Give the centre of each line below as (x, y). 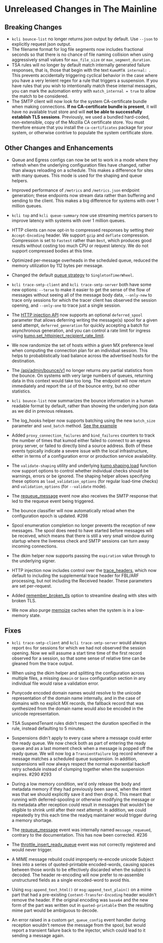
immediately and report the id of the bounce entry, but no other (76, 386)
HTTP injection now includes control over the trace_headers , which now (84, 570)
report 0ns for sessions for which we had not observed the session (79, 647)
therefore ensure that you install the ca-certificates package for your (82, 127)
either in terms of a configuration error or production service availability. (84, 456)
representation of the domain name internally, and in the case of (76, 698)
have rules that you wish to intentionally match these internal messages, (84, 86)
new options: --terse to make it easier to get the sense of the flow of (81, 290)
